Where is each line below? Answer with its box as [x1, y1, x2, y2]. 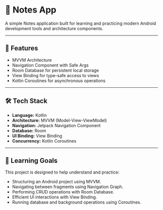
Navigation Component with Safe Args [12, 62, 89, 68]
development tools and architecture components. [5, 25, 103, 31]
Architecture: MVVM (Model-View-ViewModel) [12, 117, 107, 123]
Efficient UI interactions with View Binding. [12, 194, 97, 200]
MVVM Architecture [12, 57, 52, 63]
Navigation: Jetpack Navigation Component [12, 122, 101, 128]
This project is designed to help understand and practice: [5, 169, 120, 175]
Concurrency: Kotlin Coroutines [12, 138, 77, 144]
